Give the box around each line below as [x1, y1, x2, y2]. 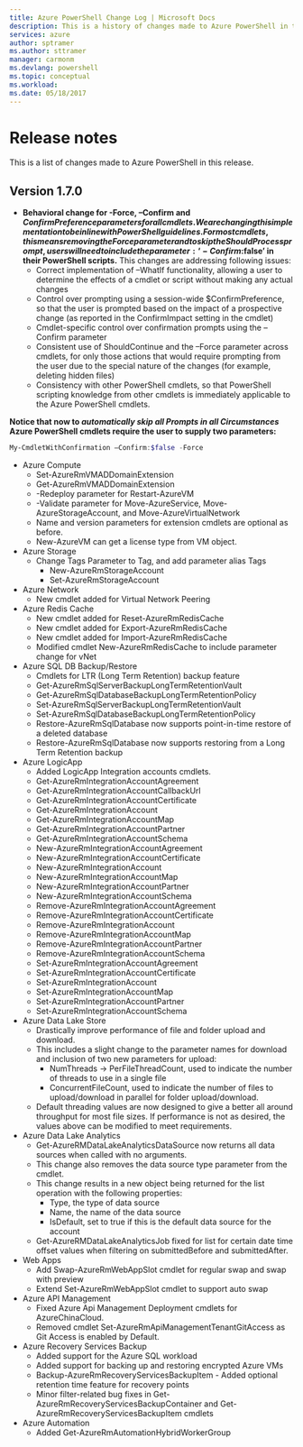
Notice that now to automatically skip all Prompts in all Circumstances [9, 417, 280, 427]
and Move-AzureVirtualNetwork [122, 508, 241, 518]
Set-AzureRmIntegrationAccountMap [35, 986, 174, 997]
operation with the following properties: [35, 1187, 183, 1199]
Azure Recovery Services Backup [22, 1341, 147, 1352]
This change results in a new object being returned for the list [35, 1178, 265, 1189]
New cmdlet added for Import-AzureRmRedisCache [35, 632, 228, 643]
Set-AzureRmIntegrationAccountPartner [35, 996, 185, 1007]
